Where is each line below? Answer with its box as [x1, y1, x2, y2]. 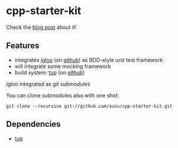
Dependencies [6, 119, 61, 129]
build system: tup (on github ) [14, 69, 85, 76]
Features [6, 41, 39, 51]
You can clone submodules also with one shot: [6, 91, 120, 98]
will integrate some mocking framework [14, 63, 111, 70]
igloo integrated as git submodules [6, 80, 90, 87]
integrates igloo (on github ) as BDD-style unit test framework [14, 56, 163, 63]
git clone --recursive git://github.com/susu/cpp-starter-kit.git [6, 103, 173, 109]
